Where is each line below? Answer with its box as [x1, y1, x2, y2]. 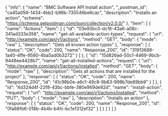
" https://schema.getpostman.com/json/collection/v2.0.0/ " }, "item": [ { [5, 20, 151, 26]
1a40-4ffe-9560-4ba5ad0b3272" [5, 52, 74, 58]
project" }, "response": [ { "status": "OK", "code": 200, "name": [5, 74, 136, 79]
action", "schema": [5, 15, 44, 21]
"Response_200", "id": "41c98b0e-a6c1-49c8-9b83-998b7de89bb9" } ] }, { [5, 79, 162, 85]
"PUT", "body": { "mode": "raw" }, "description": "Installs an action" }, [5, 95, 150, 101]
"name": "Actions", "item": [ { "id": [5, 26, 76, 32]
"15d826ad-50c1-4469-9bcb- [99, 52, 162, 58]
